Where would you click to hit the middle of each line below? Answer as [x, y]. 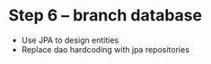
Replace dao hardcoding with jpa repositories [105, 49]
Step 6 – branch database [105, 16]
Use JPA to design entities [70, 40]
